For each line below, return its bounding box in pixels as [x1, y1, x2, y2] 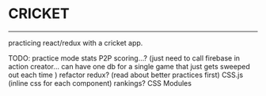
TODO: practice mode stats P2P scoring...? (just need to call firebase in [8, 53, 240, 63]
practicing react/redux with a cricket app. [8, 38, 143, 47]
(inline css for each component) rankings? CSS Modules [8, 78, 192, 87]
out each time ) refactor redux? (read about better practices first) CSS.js [8, 70, 244, 79]
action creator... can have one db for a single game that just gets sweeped [8, 61, 251, 71]
